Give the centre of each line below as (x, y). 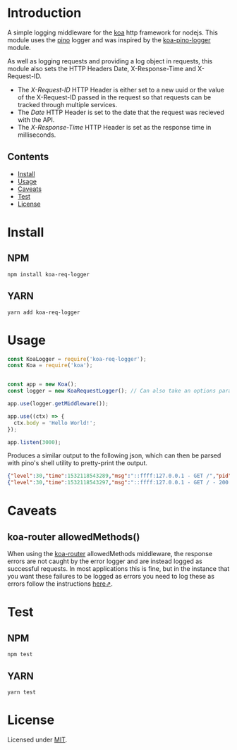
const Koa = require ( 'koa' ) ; (50, 365)
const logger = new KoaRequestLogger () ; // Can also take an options (112, 391)
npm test (20, 654)
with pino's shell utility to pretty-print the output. (78, 463)
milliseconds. (37, 135)
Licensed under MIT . (37, 739)
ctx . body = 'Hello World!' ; (55, 423)
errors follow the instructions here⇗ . (60, 584)
